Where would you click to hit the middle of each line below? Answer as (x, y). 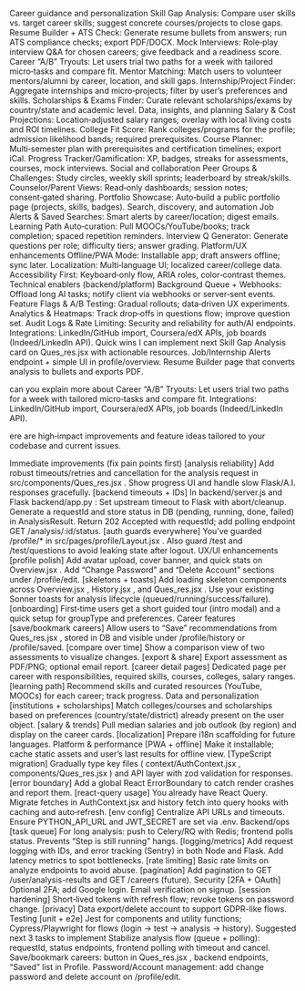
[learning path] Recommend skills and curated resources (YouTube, (136, 686)
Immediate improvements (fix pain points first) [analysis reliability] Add (142, 463)
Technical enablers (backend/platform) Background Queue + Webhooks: (146, 284)
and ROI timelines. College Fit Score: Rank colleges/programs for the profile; (152, 129)
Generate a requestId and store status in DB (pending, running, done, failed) (152, 511)
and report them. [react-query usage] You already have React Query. (139, 793)
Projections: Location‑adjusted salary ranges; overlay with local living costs (151, 119)
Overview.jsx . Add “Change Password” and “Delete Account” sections (142, 570)
